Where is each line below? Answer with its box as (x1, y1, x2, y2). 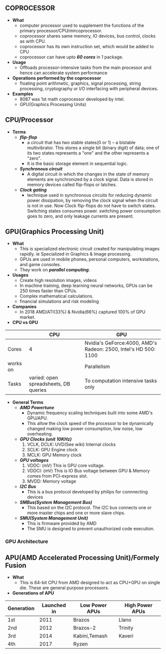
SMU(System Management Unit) (19, 515, 88, 521)
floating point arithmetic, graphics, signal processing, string (19, 80, 141, 86)
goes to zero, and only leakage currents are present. (27, 213, 134, 219)
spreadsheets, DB (29, 381, 71, 387)
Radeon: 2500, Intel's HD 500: (84, 346, 156, 353)
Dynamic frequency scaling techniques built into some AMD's (27, 410, 153, 416)
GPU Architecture (5, 538, 48, 545)
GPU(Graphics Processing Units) (19, 101, 86, 107)
